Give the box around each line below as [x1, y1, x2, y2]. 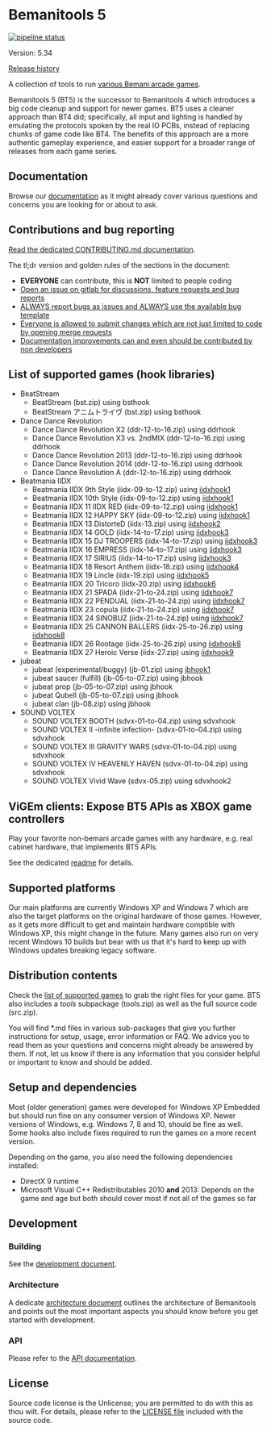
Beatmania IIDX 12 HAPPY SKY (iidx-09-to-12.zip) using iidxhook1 [31, 511, 250, 520]
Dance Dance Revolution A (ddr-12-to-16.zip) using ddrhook [31, 468, 231, 478]
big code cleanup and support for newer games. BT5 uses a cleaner [8, 103, 235, 113]
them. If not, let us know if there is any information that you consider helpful [8, 1049, 261, 1058]
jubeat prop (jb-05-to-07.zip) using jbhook [31, 682, 173, 691]
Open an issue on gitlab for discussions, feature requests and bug [19, 284, 240, 294]
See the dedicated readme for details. [8, 857, 134, 868]
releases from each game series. [8, 146, 118, 156]
